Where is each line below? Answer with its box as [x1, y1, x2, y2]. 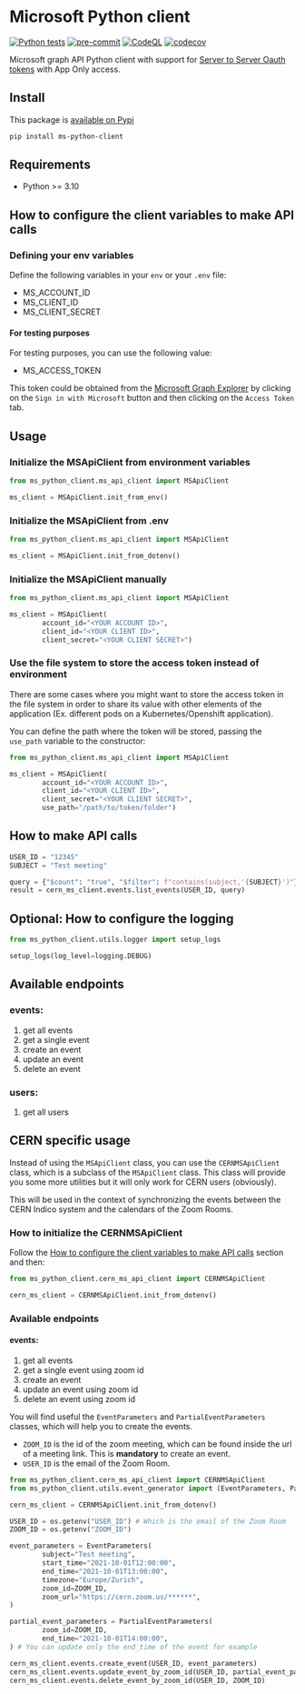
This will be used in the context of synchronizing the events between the [9, 1194, 281, 1205]
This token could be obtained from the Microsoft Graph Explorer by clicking [9, 383, 291, 394]
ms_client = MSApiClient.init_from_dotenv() [9, 551, 181, 560]
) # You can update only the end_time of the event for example [9, 1642, 258, 1651]
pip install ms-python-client [9, 132, 124, 141]
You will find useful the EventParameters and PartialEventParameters [9, 1411, 266, 1422]
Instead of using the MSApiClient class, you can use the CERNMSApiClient [9, 1157, 280, 1168]
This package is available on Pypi [9, 114, 134, 125]
